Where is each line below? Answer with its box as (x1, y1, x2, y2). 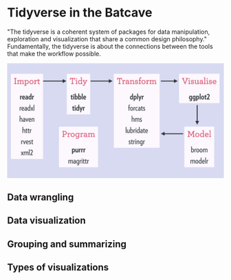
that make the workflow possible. (7, 50, 101, 58)
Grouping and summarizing (7, 238, 127, 250)
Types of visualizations (7, 261, 109, 273)
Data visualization (7, 215, 86, 226)
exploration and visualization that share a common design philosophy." (7, 34, 208, 43)
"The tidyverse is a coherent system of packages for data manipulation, (7, 28, 210, 36)
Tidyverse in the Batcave (7, 5, 153, 21)
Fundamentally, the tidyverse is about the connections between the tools (7, 42, 213, 50)
